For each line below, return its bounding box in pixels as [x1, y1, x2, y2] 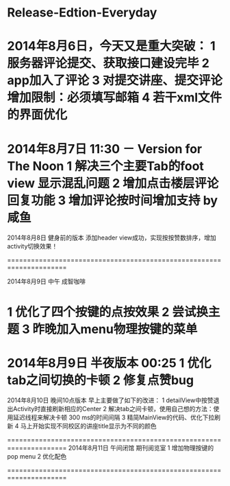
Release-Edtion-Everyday [7, 5, 157, 21]
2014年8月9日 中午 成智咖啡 [7, 277, 86, 286]
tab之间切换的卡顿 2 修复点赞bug [7, 372, 194, 388]
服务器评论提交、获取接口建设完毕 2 [7, 56, 210, 71]
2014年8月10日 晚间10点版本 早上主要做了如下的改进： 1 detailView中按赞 [7, 396, 214, 404]
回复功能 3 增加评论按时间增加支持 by [7, 192, 218, 208]
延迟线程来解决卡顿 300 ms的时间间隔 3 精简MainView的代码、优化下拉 [12, 413, 215, 421]
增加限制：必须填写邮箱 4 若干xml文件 [7, 90, 222, 106]
